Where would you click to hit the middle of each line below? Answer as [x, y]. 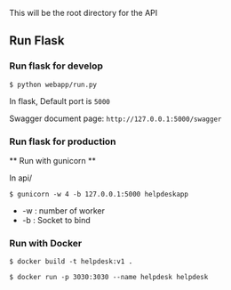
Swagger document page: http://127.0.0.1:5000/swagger [115, 118]
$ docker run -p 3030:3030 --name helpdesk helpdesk [109, 278]
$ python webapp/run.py [53, 85]
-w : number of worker [63, 210]
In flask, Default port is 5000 [60, 101]
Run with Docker [46, 243]
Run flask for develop [56, 66]
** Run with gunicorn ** [52, 160]
